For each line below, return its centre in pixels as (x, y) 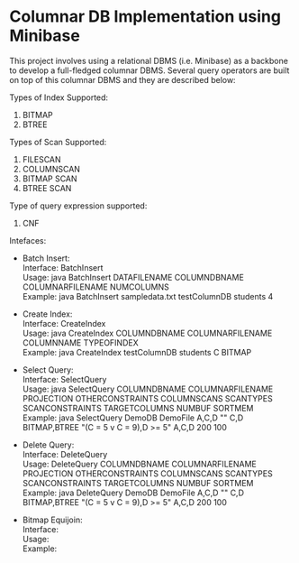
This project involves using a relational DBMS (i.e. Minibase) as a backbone (149, 60)
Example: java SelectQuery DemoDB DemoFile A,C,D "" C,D (133, 418)
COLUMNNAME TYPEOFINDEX (80, 342)
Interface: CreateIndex (64, 323)
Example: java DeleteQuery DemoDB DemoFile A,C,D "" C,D (133, 493)
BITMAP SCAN (50, 179)
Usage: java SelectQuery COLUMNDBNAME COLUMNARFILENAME (148, 389)
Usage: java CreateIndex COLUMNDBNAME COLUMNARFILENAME (147, 333)
